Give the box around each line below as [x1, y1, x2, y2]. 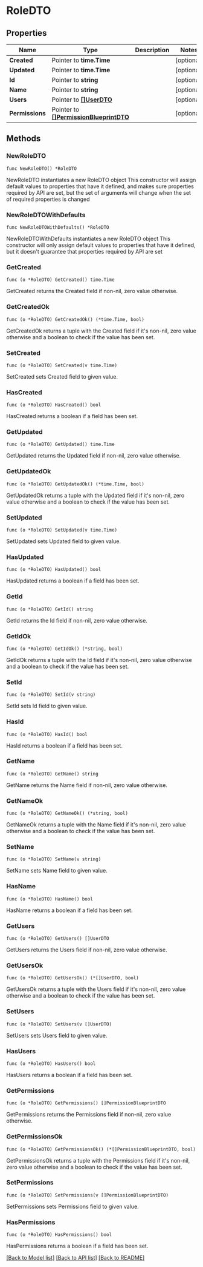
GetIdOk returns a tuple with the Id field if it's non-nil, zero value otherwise [6, 656, 192, 663]
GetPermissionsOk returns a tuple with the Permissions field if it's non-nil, [6, 1157, 190, 1164]
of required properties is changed [6, 195, 90, 203]
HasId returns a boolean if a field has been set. [6, 742, 123, 749]
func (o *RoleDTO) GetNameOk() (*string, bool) [6, 811, 129, 817]
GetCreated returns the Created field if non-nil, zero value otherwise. [6, 288, 178, 295]
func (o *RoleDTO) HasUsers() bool [6, 1060, 96, 1067]
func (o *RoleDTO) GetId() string [6, 606, 94, 612]
